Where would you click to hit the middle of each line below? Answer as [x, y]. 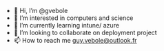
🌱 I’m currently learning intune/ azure [66, 25]
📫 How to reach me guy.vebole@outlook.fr [75, 40]
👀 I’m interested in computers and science [73, 18]
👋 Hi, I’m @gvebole [41, 11]
